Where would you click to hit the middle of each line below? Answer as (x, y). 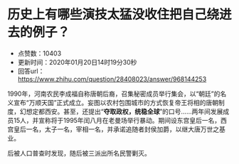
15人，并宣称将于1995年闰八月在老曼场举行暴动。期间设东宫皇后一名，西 (120, 120)
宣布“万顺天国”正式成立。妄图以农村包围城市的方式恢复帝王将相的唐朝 (116, 102)
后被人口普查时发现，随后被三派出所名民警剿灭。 (79, 153)
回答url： (31, 71)
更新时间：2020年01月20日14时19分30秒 (77, 62)
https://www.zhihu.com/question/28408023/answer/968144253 (112, 79)
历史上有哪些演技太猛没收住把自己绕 (113, 15)
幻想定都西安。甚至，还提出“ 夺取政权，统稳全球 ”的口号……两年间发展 (121, 111)
